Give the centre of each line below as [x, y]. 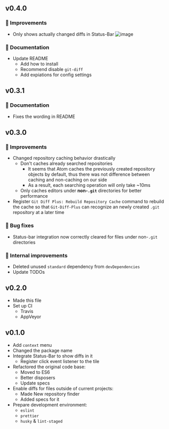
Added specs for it [40, 399]
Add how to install [39, 64]
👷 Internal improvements [37, 255]
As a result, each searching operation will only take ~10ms [89, 185]
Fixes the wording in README [44, 116]
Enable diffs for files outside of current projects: [63, 388]
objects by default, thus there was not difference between [89, 174]
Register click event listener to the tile [60, 361]
